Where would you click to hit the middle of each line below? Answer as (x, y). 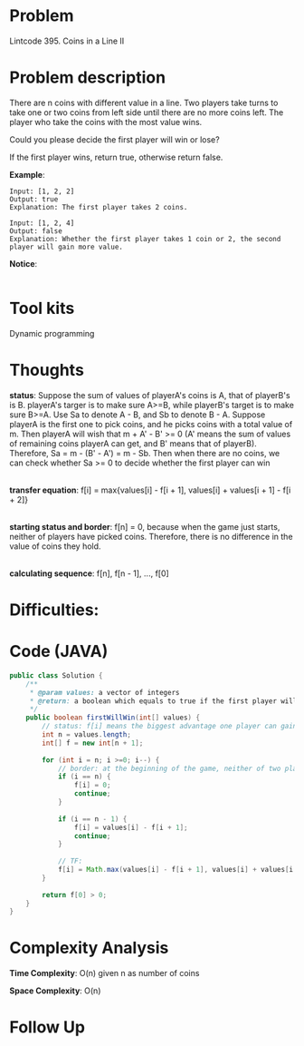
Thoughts (47, 370)
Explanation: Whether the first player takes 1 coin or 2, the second (145, 239)
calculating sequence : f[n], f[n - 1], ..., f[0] (89, 573)
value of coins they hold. (55, 546)
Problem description (87, 78)
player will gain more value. (66, 247)
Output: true (34, 199)
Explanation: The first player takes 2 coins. (99, 207)
